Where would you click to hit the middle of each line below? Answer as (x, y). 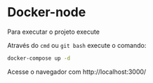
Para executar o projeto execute (54, 32)
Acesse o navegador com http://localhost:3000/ (77, 72)
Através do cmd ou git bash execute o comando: (77, 45)
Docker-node (47, 12)
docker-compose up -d (39, 58)
